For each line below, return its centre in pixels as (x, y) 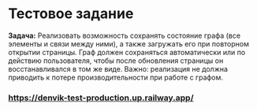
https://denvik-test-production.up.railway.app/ (101, 98)
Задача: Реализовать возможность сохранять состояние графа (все (125, 35)
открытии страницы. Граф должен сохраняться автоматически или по (127, 52)
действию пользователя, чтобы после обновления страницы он (116, 61)
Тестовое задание (71, 14)
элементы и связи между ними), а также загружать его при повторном (129, 43)
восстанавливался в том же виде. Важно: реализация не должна (118, 68)
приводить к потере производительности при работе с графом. (115, 77)
